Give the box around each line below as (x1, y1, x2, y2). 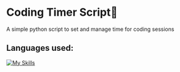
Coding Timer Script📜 (6, 5, 118, 19)
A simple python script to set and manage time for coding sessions (6, 25, 175, 33)
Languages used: (6, 43, 74, 53)
